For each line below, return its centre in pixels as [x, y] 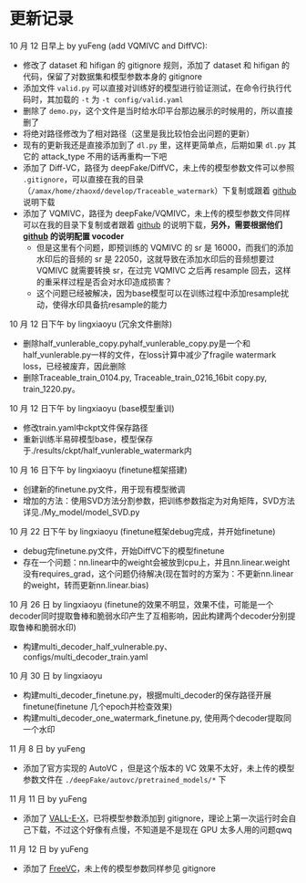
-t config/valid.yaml [143, 100]
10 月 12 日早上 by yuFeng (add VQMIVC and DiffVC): [108, 46]
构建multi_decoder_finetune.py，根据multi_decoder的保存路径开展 [147, 695]
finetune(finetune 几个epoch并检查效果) [97, 706]
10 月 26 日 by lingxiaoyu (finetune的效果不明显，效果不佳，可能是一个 [142, 604]
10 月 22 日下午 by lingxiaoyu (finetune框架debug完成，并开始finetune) [143, 531]
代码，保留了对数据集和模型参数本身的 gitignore [112, 76]
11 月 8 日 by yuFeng [47, 748]
